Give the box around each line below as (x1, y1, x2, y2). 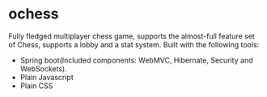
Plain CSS (19, 81, 53, 91)
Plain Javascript (19, 72, 74, 82)
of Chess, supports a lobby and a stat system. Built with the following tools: (8, 39, 260, 49)
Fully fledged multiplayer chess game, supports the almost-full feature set (8, 31, 255, 41)
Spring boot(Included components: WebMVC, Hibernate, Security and (19, 55, 253, 65)
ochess (8, 5, 59, 23)
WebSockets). (19, 63, 67, 73)
